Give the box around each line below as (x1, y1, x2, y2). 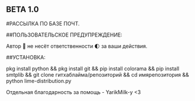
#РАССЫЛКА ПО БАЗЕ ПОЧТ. (6, 20, 80, 27)
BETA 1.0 (6, 5, 39, 15)
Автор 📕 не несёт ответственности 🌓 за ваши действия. (6, 42, 148, 49)
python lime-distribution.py (6, 77, 71, 84)
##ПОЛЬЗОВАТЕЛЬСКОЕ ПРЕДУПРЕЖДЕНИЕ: (6, 31, 123, 38)
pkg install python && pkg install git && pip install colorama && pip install (6, 65, 180, 72)
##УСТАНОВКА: (6, 53, 46, 60)
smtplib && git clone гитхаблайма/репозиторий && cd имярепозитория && (6, 71, 189, 78)
